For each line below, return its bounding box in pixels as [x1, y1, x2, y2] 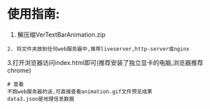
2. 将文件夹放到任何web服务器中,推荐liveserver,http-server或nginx [7, 46, 190, 52]
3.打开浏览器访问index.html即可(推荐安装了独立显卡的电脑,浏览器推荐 [7, 58, 204, 66]
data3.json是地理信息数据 [7, 95, 75, 102]
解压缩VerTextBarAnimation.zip [17, 30, 106, 39]
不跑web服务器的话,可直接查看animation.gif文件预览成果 [7, 88, 153, 95]
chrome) [7, 66, 32, 75]
